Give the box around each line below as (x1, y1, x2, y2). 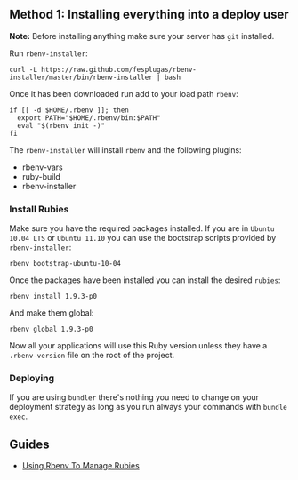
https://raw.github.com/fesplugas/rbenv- (41, 65, 197, 74)
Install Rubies (9, 203, 69, 215)
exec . (9, 411, 28, 421)
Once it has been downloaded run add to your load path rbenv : (9, 88, 238, 99)
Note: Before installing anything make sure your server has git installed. (9, 30, 275, 41)
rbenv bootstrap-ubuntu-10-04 (9, 260, 122, 268)
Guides (9, 436, 51, 452)
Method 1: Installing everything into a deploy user (9, 7, 289, 22)
